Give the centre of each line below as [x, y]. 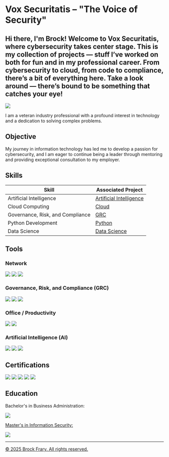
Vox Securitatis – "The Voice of [72, 9]
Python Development [33, 223]
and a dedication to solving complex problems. [54, 121]
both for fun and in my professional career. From [82, 62]
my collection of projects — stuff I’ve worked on [82, 54]
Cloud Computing [28, 207]
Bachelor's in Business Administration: [45, 405]
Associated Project [120, 189]
